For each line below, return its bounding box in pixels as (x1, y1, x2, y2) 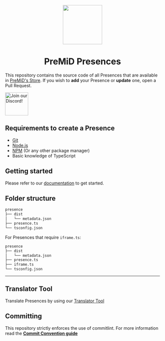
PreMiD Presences (44, 56, 121, 67)
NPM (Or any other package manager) (12, 147, 90, 154)
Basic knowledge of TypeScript (12, 153, 76, 158)
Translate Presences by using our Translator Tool (5, 298, 105, 304)
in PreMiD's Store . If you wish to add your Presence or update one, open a (5, 77, 156, 83)
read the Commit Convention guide (5, 330, 78, 336)
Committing (5, 312, 42, 320)
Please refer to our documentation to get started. (5, 180, 104, 186)
